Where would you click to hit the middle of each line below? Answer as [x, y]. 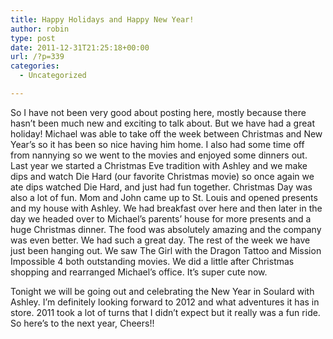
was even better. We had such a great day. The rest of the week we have [160, 240]
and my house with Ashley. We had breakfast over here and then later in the [166, 208]
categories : [35, 66]
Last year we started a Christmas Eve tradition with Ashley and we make [159, 165]
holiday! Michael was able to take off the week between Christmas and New [166, 133]
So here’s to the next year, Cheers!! [82, 323]
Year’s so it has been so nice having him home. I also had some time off [157, 144]
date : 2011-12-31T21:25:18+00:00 [80, 47]
